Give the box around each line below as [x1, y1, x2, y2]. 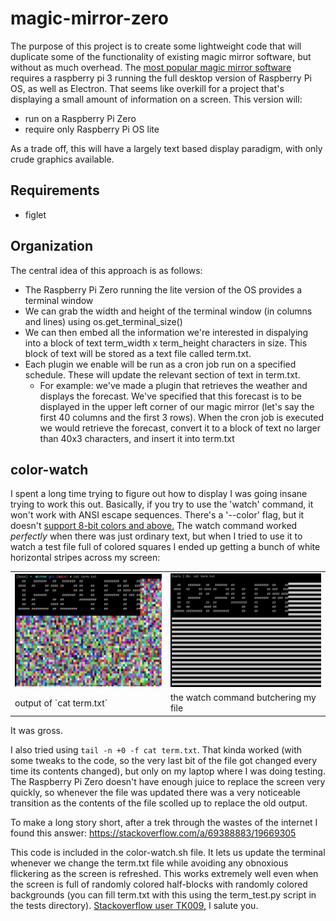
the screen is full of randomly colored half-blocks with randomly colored [10, 878, 308, 890]
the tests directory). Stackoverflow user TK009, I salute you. [10, 899, 259, 911]
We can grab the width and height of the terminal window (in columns [24, 305, 313, 317]
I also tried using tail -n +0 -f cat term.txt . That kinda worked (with [10, 743, 303, 756]
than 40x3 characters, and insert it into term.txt [39, 432, 235, 444]
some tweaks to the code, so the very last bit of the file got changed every [10, 754, 318, 766]
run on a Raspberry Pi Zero [24, 112, 137, 124]
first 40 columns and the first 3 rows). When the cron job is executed [39, 411, 324, 423]
